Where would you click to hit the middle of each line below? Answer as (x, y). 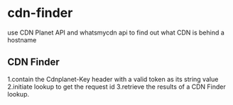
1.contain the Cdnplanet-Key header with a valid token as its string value (113, 79)
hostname (22, 39)
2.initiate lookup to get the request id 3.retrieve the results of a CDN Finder (116, 87)
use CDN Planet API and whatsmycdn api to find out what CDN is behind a (116, 32)
